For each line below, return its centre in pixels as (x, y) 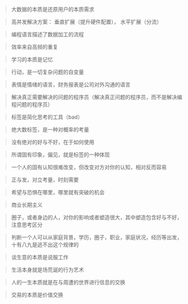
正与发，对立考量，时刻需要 (45, 180)
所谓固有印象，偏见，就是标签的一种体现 (60, 155)
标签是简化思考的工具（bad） (47, 117)
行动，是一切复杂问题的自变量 (47, 72)
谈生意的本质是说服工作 (40, 257)
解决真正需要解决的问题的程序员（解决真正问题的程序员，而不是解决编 (97, 97)
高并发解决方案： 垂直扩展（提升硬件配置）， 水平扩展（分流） (86, 22)
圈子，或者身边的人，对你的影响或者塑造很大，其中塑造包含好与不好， (97, 217)
